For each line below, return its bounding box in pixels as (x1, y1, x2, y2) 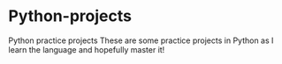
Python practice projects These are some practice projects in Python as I (8, 35, 274, 46)
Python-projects (8, 6, 132, 26)
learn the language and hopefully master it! (8, 44, 165, 54)
